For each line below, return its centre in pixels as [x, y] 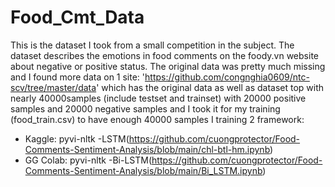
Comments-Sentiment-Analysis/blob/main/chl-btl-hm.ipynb [147, 149]
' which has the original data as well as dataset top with [210, 87]
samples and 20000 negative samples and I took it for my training [145, 108]
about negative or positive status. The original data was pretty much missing [168, 66]
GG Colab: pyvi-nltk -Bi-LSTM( [88, 160]
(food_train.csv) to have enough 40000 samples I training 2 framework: [157, 119]
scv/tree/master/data [53, 87]
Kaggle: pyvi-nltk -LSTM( [77, 138]
